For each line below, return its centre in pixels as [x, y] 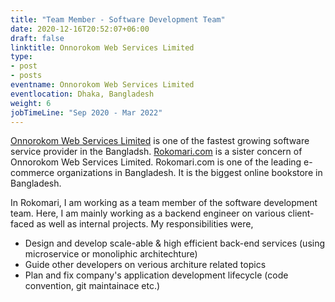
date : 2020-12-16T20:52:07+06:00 [80, 29]
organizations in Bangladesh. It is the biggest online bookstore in [189, 173]
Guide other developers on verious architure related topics [145, 265]
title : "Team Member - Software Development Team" [118, 19]
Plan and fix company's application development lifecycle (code [156, 275]
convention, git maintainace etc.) [92, 286]
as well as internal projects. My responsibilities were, [145, 224]
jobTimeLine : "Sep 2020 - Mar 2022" [86, 112]
